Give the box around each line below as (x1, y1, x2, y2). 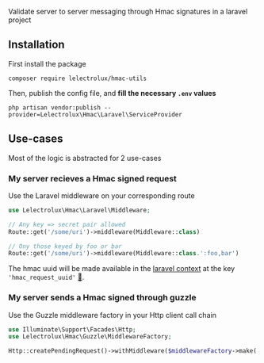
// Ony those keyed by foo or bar (8, 242, 123, 250)
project (8, 15, 32, 25)
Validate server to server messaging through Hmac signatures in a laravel (8, 7, 248, 16)
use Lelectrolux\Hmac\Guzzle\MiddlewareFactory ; (8, 333, 172, 341)
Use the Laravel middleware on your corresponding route (8, 190, 196, 201)
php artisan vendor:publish (8, 103, 101, 112)
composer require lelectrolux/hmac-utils (8, 75, 147, 82)
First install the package (8, 59, 86, 68)
